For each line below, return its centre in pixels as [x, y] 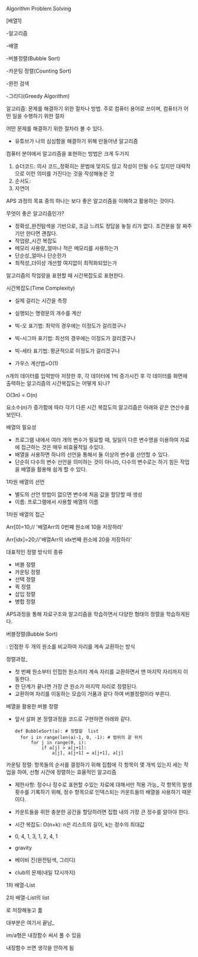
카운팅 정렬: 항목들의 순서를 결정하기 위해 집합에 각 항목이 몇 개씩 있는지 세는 [94, 765]
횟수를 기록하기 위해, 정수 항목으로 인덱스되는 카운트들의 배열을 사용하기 [98, 792]
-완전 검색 [18, 83]
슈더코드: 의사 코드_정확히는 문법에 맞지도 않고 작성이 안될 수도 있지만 [95, 166]
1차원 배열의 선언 [25, 482]
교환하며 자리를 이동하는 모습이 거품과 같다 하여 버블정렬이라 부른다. [93, 694]
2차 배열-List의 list [28, 898]
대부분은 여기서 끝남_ [30, 923]
